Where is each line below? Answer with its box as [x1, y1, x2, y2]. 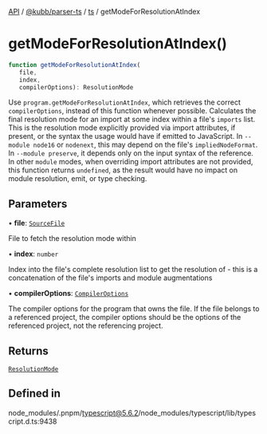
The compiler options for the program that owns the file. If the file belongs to [8, 304, 260, 314]
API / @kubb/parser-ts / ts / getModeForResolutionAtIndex [8, 7, 201, 16]
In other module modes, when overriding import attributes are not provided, [8, 157, 253, 167]
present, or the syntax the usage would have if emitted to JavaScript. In [8, 132, 243, 141]
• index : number [8, 249, 59, 258]
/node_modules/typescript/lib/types [138, 408, 257, 417]
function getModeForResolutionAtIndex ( [8, 61, 141, 69]
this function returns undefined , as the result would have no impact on [8, 165, 238, 175]
